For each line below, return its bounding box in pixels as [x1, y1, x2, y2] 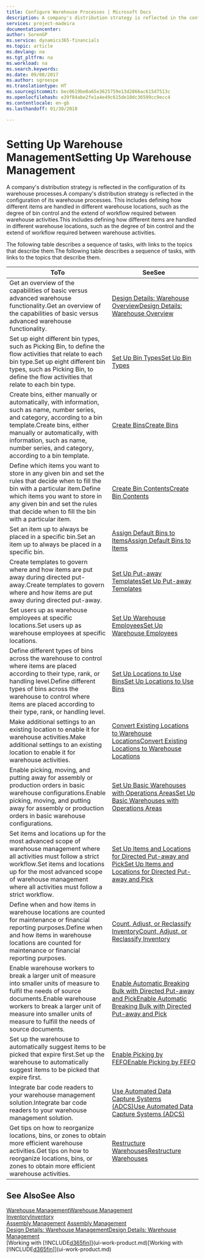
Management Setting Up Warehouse [6, 150, 192, 164]
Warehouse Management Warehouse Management [6, 1206, 133, 1214]
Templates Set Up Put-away [112, 577, 192, 585]
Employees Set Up [112, 622, 164, 630]
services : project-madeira [6, 20, 75, 26]
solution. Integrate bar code [9, 1099, 87, 1107]
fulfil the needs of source [9, 987, 81, 995]
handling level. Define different [9, 677, 96, 686]
